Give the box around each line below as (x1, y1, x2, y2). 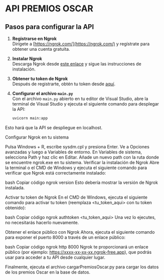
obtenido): (5, 205, 26, 210)
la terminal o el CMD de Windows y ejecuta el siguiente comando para (5, 165, 147, 171)
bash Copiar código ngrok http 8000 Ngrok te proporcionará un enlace (5, 244, 149, 249)
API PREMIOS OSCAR (5, 3, 93, 14)
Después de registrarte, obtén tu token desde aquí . (12, 81, 115, 87)
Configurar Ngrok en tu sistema (5, 134, 69, 140)
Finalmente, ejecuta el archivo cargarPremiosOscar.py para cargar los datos (5, 264, 159, 270)
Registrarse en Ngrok (12, 35, 57, 41)
